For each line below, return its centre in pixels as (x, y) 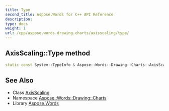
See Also (19, 80)
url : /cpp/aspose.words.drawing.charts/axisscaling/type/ (67, 33)
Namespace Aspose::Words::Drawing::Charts (59, 97)
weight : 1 (16, 28)
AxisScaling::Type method (48, 53)
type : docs (17, 24)
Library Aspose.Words (36, 103)
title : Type (18, 10)
